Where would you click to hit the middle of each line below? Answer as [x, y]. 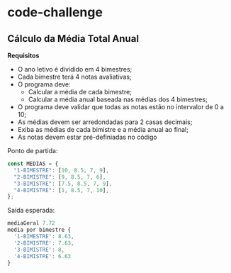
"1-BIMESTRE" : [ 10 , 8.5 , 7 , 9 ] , [62, 170]
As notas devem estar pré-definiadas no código [87, 137]
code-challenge [55, 12]
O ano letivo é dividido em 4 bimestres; [75, 69]
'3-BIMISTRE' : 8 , [39, 250]
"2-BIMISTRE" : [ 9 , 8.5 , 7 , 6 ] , [60, 177]
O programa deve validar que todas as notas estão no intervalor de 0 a [121, 107]
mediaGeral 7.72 [31, 223]
